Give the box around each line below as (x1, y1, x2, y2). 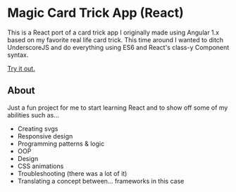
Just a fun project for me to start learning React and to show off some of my (7, 103, 228, 112)
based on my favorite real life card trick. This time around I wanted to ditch (7, 35, 224, 44)
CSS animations (17, 162, 64, 170)
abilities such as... (7, 110, 60, 119)
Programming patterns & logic (17, 139, 105, 148)
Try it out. (7, 64, 35, 72)
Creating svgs (17, 124, 58, 133)
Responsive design (17, 132, 73, 140)
